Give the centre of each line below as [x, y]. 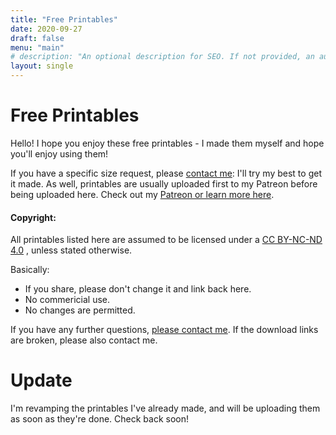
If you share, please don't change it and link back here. [138, 289]
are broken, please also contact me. [84, 340]
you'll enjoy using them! [59, 153]
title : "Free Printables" [64, 19]
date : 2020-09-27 [46, 29]
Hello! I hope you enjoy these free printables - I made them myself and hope [167, 143]
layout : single [42, 66]
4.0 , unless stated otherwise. [71, 250]
